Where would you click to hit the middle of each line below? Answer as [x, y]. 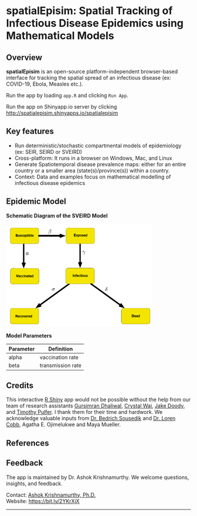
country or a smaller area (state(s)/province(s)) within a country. [92, 170]
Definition [61, 349]
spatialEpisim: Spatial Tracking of [89, 11]
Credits [20, 386]
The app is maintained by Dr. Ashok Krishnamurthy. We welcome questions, [98, 477]
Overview [24, 57]
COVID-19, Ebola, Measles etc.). [45, 84]
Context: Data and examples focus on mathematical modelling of [93, 177]
